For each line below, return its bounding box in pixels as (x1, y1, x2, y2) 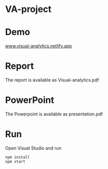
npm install (5, 154, 30, 159)
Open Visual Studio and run (5, 145, 62, 151)
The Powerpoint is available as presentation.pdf (5, 111, 103, 117)
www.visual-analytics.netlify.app (5, 43, 72, 49)
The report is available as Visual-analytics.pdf (5, 77, 100, 83)
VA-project (5, 3, 52, 15)
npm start (5, 159, 26, 164)
